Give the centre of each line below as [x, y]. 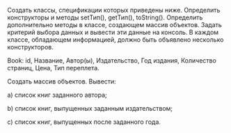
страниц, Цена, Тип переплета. [53, 68]
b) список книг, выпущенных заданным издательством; [90, 108]
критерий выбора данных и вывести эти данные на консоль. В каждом [113, 32]
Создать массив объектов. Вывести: [62, 81]
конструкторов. [30, 47]
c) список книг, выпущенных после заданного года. [84, 122]
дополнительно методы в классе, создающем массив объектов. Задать [115, 25]
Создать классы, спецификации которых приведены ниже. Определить [114, 10]
